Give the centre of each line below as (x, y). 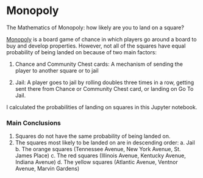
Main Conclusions (34, 123)
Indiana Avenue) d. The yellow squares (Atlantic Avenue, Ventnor (96, 162)
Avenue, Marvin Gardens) (47, 169)
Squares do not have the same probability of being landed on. (93, 136)
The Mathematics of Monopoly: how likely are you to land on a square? (95, 27)
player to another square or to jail (57, 70)
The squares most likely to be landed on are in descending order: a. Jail (105, 143)
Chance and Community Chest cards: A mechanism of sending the (99, 64)
